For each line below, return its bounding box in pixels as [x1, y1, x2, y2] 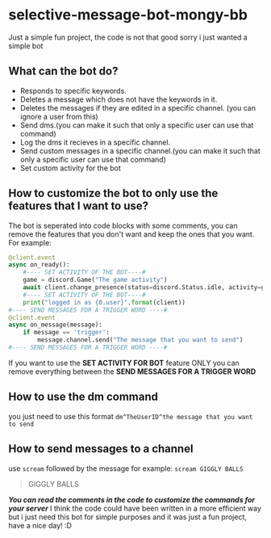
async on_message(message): [8, 321, 103, 329]
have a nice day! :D [8, 520, 73, 530]
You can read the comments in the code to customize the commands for [8, 494, 256, 504]
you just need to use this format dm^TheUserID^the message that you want [8, 411, 253, 421]
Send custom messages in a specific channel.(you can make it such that [19, 145, 261, 155]
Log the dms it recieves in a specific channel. [19, 137, 171, 147]
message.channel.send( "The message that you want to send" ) [37, 336, 244, 344]
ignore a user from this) [19, 111, 98, 121]
